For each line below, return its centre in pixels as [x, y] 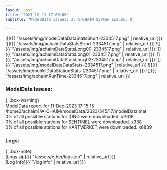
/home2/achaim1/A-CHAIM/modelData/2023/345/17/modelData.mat [76, 111]
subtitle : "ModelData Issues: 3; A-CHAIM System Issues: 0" [70, 19]
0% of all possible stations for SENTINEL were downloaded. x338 [74, 122]
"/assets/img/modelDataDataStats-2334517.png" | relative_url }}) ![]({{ [85, 65]
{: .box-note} [18, 151]
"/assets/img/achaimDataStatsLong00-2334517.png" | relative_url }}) [84, 49]
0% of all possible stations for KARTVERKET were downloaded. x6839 [79, 127]
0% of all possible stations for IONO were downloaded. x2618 [69, 116]
